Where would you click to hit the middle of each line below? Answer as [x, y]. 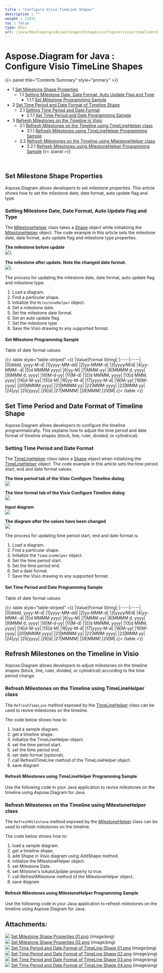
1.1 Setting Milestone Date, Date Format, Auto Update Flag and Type [87, 94]
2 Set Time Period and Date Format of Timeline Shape [66, 105]
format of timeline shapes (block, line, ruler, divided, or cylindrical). [72, 436]
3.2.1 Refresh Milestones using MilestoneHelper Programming [88, 146]
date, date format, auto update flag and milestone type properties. [71, 238]
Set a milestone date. [33, 308]
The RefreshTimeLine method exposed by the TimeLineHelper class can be [80, 705]
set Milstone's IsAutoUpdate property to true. [57, 871]
